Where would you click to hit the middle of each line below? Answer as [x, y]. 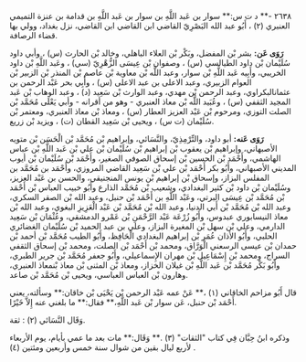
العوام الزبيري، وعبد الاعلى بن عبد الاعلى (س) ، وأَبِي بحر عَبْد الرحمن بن [131, 82]
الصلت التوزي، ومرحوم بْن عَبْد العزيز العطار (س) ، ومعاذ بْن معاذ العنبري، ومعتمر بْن [151, 111]
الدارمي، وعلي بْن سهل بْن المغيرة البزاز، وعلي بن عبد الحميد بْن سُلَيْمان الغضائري [148, 226]
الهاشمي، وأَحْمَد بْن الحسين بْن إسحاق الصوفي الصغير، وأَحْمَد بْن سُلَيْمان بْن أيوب [145, 158]
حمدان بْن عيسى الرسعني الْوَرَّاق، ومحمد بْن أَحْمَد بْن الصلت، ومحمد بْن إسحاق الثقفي [153, 245]
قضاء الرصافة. [33, 35]
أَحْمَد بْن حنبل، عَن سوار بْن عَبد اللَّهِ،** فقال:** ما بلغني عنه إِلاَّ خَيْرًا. [123, 302]
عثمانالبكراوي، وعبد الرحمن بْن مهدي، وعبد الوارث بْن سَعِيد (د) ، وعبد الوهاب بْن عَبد [150, 92]
